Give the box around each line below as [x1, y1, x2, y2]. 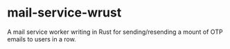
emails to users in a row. [7, 35, 76, 43]
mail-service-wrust [7, 5, 122, 21]
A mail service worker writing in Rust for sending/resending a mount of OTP [7, 28, 223, 36]
